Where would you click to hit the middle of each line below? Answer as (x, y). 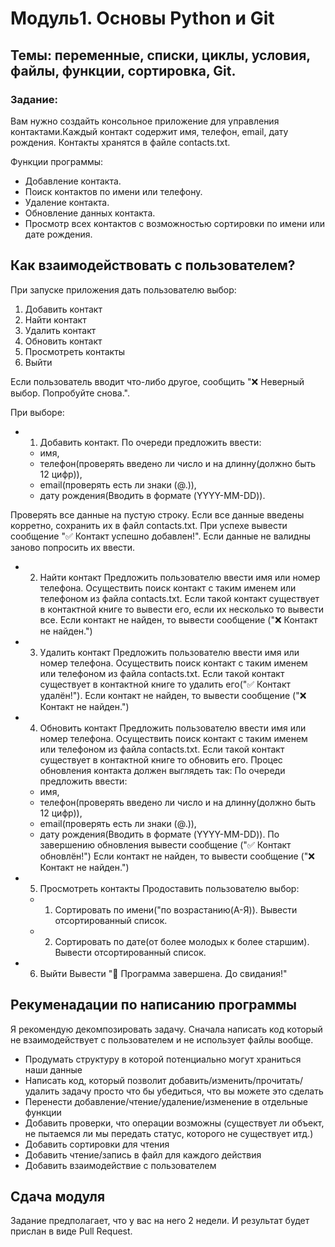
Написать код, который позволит (95, 1080)
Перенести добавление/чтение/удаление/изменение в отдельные (166, 1101)
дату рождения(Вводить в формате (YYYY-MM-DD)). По (159, 834)
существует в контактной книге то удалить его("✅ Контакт (165, 684)
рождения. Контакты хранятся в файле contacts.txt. (120, 142)
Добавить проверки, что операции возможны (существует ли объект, (174, 1123)
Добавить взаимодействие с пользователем (120, 1165)
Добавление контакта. (73, 181)
